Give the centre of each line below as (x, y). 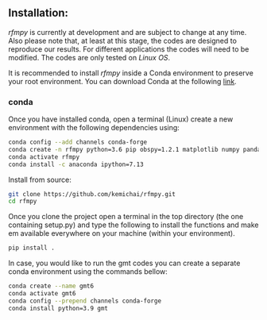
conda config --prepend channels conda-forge (85, 301)
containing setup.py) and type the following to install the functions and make (133, 225)
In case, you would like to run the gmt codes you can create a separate (124, 263)
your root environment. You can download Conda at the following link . (122, 81)
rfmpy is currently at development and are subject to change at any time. (128, 32)
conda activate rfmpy (44, 157)
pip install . (32, 248)
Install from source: (40, 179)
